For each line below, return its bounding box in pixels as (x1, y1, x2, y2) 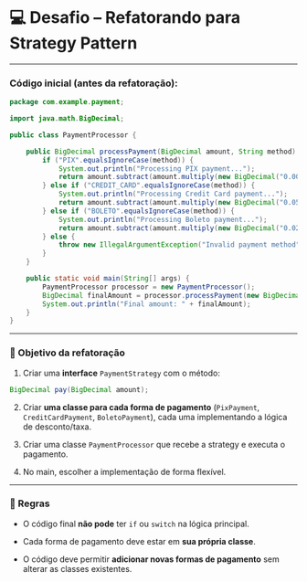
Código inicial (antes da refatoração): (9, 77, 178, 90)
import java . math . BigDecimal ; (9, 114, 125, 123)
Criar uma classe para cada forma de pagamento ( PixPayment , (22, 401, 260, 412)
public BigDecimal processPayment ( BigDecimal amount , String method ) (26, 147, 297, 156)
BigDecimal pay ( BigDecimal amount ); (9, 385, 149, 394)
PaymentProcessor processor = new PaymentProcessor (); (42, 282, 256, 291)
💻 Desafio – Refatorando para (9, 7, 240, 28)
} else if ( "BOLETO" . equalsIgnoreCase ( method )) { (42, 206, 235, 216)
